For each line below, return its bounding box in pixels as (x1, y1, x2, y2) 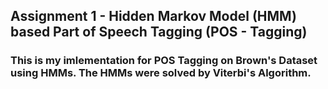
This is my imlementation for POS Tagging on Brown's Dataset (10, 54, 318, 68)
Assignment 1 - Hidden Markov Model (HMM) (10, 8, 297, 25)
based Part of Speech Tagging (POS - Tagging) (10, 24, 308, 41)
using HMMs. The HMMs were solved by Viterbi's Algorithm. (10, 66, 312, 80)
